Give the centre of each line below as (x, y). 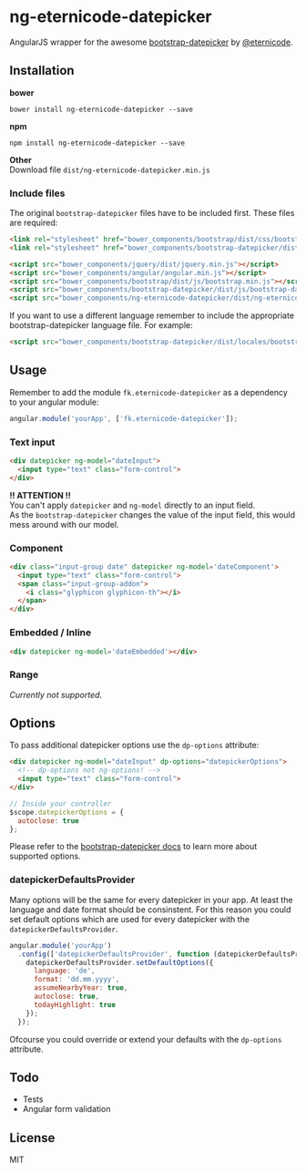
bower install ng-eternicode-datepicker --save (102, 109)
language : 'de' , (64, 971)
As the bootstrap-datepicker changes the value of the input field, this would (153, 514)
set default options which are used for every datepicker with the (130, 919)
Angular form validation (66, 1109)
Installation (42, 71)
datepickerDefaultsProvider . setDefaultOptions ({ (120, 962)
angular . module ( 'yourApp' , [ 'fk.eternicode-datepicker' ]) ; (124, 418)
